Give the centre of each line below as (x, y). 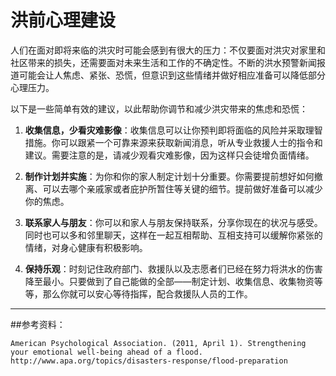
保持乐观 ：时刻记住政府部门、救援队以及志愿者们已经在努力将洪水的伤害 (173, 268)
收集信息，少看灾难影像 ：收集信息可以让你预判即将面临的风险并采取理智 (173, 130)
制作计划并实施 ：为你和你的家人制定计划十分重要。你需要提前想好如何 (169, 176)
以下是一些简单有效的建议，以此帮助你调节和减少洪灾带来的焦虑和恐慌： (159, 108)
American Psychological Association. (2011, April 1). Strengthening (158, 343)
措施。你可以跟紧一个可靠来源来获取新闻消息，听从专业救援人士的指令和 (173, 142)
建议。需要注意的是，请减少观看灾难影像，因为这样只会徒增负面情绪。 (169, 155)
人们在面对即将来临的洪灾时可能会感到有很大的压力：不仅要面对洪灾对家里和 (168, 50)
